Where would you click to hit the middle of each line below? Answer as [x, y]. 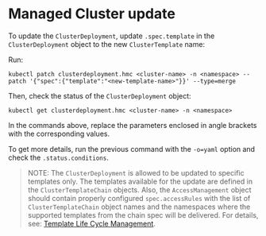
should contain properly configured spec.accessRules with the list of [139, 198]
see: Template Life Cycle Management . [92, 223]
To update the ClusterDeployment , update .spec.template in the [112, 36]
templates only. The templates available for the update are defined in [140, 181]
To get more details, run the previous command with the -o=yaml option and [132, 149]
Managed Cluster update [92, 14]
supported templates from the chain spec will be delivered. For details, [143, 215]
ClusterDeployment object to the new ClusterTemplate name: [106, 44]
